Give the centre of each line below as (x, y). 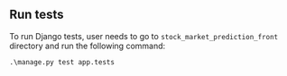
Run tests (37, 15)
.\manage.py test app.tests (62, 62)
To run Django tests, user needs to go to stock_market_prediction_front (143, 36)
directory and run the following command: (88, 46)
